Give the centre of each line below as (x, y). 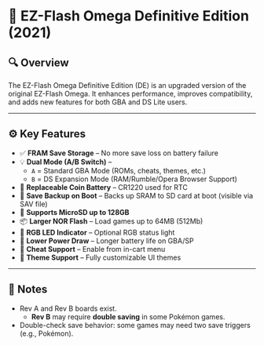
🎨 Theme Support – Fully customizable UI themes (100, 257)
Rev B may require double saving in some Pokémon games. (128, 316)
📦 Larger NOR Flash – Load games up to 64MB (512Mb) (111, 221)
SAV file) (34, 204)
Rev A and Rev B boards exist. (68, 308)
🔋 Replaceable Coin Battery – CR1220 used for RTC (104, 187)
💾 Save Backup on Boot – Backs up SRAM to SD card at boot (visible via (136, 195)
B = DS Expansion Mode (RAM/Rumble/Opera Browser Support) (134, 179)
